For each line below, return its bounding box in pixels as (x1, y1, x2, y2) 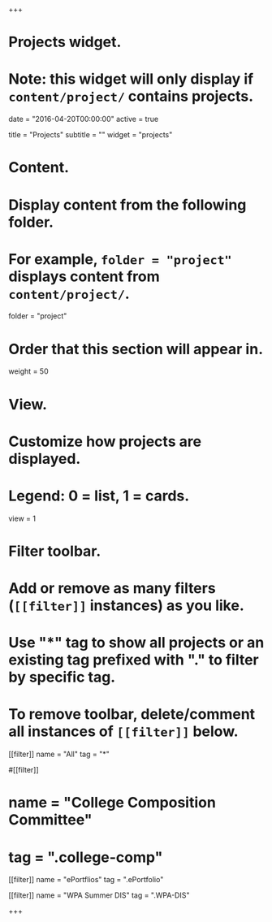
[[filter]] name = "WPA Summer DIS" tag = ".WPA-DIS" (8, 890, 190, 900)
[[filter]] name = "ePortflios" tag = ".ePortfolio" (8, 875, 164, 885)
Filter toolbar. (8, 542, 101, 561)
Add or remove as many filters (8, 579, 217, 598)
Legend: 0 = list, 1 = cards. (8, 487, 190, 504)
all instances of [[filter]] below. (8, 722, 239, 741)
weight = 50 (8, 366, 49, 376)
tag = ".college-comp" (8, 848, 163, 866)
